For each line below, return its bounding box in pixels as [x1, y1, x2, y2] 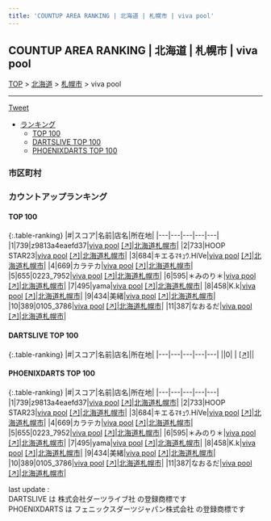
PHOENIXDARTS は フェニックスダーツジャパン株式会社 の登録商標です [8, 504, 246, 514]
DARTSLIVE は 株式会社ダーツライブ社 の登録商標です [8, 494, 187, 503]
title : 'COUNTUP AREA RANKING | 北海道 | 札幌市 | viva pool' [8, 11, 215, 20]
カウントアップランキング [8, 191, 107, 203]
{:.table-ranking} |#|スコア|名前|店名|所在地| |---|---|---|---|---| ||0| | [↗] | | [8, 349, 255, 359]
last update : [8, 484, 50, 494]
